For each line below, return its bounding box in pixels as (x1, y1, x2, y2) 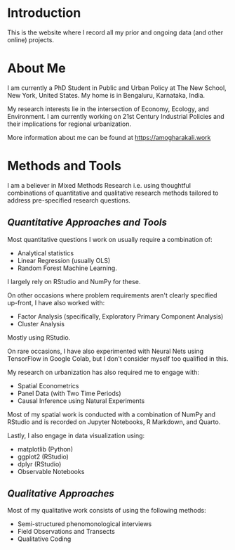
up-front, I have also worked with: (7, 298, 105, 307)
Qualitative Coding (17, 535, 72, 543)
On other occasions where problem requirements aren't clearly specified (7, 290, 217, 300)
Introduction (7, 5, 81, 21)
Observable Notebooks (17, 467, 85, 475)
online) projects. (7, 35, 55, 44)
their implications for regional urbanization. (7, 120, 132, 128)
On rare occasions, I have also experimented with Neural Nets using (7, 347, 204, 355)
